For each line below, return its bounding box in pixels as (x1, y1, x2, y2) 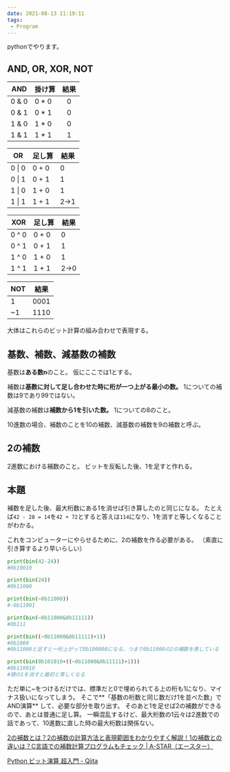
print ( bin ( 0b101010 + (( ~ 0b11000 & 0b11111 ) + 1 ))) (7, 658, 140, 665)
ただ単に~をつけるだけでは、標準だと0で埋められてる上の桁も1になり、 (7, 684, 210, 692)
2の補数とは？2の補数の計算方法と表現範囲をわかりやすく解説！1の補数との (7, 733, 222, 742)
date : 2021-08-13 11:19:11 (7, 10, 85, 17)
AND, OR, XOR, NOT (7, 63, 94, 74)
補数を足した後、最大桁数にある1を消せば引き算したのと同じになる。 (7, 504, 203, 512)
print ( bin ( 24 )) (7, 577, 51, 583)
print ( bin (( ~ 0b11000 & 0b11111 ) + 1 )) (7, 633, 107, 640)
